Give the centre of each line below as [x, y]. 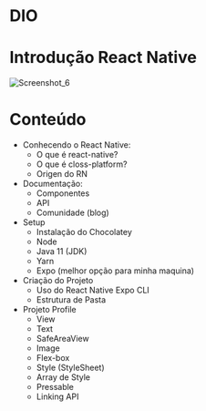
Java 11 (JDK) [62, 252]
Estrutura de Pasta [71, 300]
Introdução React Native [103, 58]
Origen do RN [62, 174]
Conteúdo [48, 120]
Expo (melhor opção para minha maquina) [115, 271]
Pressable [55, 387]
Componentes [63, 193]
